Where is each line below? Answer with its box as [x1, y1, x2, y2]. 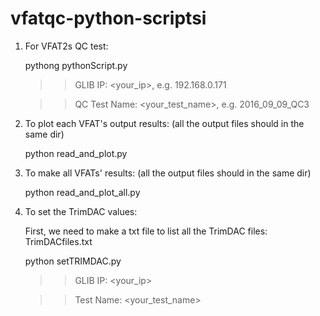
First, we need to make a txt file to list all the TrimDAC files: [24, 225, 268, 237]
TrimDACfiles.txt [24, 235, 93, 247]
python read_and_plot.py [24, 147, 128, 159]
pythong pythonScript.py [24, 59, 128, 71]
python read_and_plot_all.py [24, 186, 141, 198]
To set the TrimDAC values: [24, 205, 138, 217]
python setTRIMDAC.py [24, 255, 122, 267]
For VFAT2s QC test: [24, 40, 109, 52]
